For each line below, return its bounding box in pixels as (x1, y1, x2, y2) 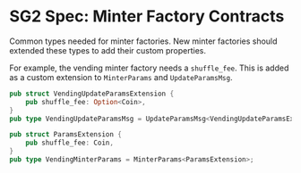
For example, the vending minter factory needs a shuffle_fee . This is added (9, 62, 289, 73)
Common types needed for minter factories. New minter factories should (9, 36, 278, 46)
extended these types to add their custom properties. (9, 45, 207, 55)
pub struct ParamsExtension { (9, 130, 123, 139)
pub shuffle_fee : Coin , (25, 138, 115, 148)
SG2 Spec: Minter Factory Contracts (9, 6, 285, 27)
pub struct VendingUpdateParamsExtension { (9, 89, 175, 98)
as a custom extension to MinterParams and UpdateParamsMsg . (9, 71, 233, 82)
